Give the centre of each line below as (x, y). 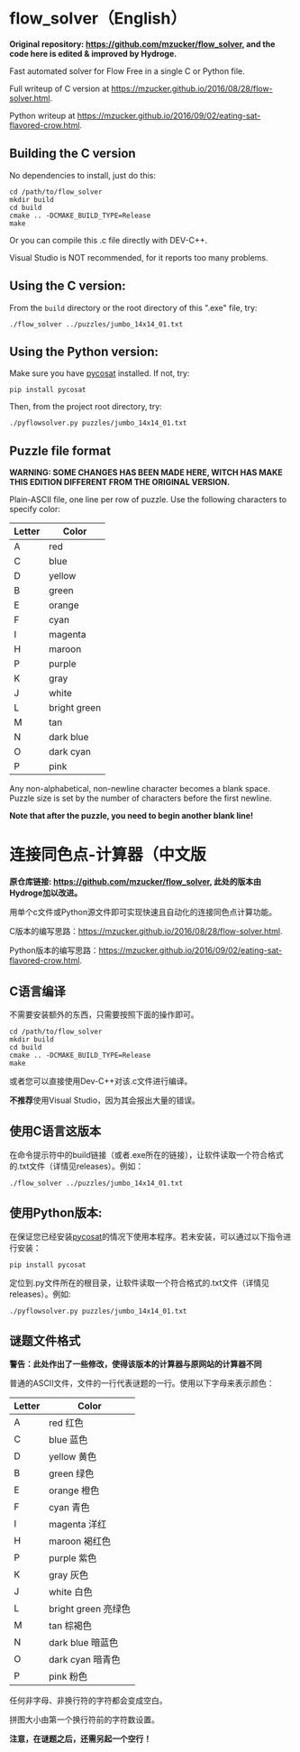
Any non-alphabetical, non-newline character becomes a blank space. (140, 789)
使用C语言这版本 (55, 1131)
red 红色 (66, 1423)
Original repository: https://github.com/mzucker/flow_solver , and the (142, 44)
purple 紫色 (73, 1558)
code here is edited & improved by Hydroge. (93, 53)
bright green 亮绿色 (90, 1609)
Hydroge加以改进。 (46, 893)
